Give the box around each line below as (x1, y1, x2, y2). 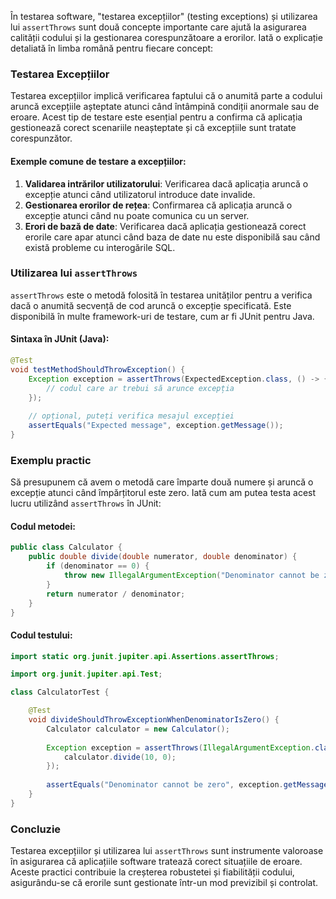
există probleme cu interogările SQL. (24, 241, 176, 253)
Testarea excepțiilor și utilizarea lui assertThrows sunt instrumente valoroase (10, 845, 324, 857)
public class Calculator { (10, 542, 123, 553)
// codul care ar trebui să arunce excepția (46, 383, 235, 393)
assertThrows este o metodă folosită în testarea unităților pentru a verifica (10, 289, 313, 301)
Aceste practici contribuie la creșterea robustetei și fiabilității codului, (10, 866, 295, 878)
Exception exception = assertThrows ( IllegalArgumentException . (46, 742, 315, 753)
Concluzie (10, 822, 62, 836)
